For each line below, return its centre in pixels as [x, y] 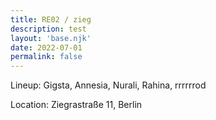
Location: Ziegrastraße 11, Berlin [76, 105]
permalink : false [46, 57]
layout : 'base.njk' [51, 38]
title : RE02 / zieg [51, 19]
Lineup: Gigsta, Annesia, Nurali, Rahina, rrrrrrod [108, 85]
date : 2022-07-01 [46, 47]
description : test [48, 29]
